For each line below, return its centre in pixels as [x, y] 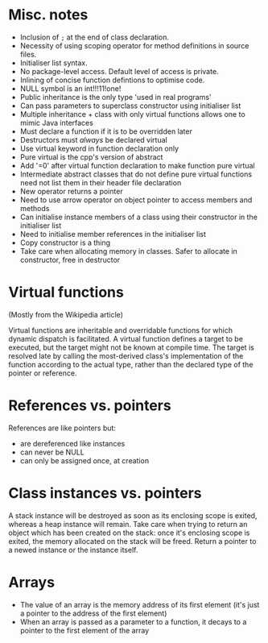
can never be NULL [52, 452]
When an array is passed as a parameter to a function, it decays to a [133, 621]
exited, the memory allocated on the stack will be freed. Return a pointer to [132, 541]
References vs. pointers [90, 406]
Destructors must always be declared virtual [93, 139]
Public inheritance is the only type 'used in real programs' [115, 97]
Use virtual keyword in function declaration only [99, 148]
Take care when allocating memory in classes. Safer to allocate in [128, 251]
